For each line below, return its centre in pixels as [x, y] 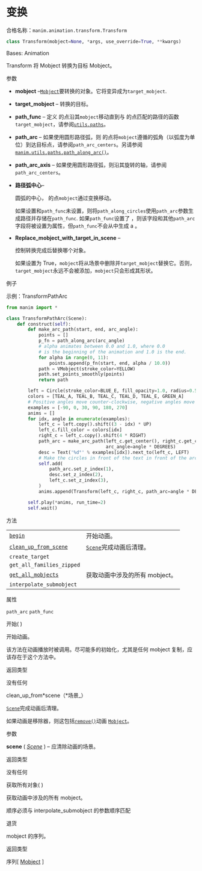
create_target [29, 556]
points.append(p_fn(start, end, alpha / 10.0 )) [110, 363]
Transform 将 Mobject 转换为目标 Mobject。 [61, 65]
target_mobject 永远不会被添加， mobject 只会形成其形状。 [85, 270]
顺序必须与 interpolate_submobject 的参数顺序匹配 [69, 810]
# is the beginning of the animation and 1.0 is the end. [112, 352]
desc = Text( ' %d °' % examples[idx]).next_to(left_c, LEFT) [114, 452]
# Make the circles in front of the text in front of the [112, 458]
